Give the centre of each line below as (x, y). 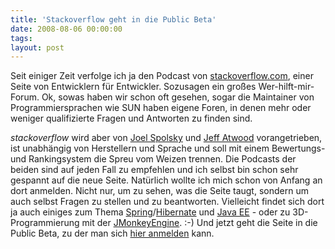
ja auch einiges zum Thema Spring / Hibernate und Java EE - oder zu (150, 212)
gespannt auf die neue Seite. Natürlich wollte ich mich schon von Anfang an (166, 180)
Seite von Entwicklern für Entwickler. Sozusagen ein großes (133, 87)
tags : (21, 38)
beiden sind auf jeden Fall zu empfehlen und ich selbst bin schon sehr (154, 170)
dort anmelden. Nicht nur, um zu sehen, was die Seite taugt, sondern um (159, 191)
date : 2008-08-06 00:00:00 (66, 29)
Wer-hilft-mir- (286, 87)
